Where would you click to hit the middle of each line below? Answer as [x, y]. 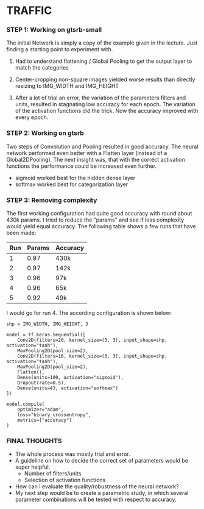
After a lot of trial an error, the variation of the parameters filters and [100, 98]
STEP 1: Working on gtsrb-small [54, 30]
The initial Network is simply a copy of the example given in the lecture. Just [102, 43]
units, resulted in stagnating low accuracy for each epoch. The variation [105, 104]
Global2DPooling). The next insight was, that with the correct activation [96, 159]
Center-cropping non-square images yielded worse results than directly [105, 79]
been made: [21, 233]
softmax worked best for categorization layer [72, 184]
